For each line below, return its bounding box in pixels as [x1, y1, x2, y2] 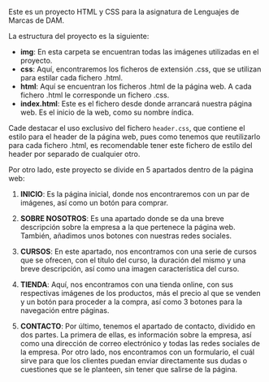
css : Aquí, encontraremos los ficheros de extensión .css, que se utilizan [20, 64, 262, 74]
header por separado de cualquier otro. [8, 150, 141, 158]
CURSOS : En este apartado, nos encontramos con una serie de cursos [20, 247, 258, 256]
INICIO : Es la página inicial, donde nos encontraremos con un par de [20, 189, 250, 198]
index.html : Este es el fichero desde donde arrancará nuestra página [20, 99, 253, 108]
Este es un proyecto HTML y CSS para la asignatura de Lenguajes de [8, 7, 240, 16]
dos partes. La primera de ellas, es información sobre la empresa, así [20, 330, 252, 340]
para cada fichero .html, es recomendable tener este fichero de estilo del [8, 141, 253, 150]
